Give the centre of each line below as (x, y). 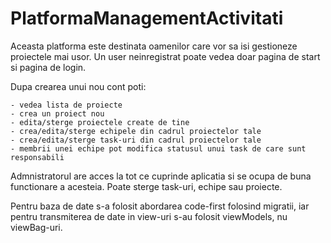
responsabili (37, 157)
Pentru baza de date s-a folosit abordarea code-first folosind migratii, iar (160, 206)
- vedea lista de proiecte (66, 105)
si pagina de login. (48, 67)
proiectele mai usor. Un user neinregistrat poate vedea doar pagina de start (165, 56)
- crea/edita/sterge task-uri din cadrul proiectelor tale (136, 140)
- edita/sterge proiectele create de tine (100, 122)
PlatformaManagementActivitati (147, 18)
